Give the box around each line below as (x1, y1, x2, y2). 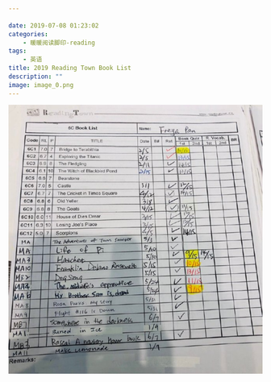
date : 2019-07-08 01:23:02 (8, 21, 99, 30)
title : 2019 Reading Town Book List (8, 64, 131, 73)
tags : (8, 47, 27, 56)
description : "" (8, 73, 63, 81)
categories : (8, 30, 48, 38)
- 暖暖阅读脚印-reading (23, 39, 95, 47)
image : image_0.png (8, 81, 74, 89)
